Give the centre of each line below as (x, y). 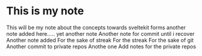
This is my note (45, 11)
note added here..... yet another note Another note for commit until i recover (100, 33)
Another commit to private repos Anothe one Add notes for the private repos (101, 46)
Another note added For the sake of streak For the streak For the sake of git (100, 40)
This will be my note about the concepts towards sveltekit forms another (96, 27)
